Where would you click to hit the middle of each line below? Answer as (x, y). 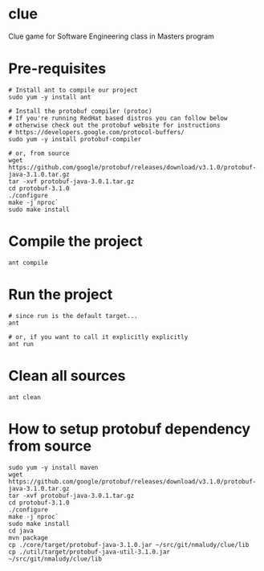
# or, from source (39, 153)
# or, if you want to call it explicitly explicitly (98, 337)
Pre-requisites (57, 69)
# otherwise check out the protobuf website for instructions (114, 125)
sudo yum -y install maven (53, 467)
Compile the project (75, 241)
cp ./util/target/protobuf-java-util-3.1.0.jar (89, 552)
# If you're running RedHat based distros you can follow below (118, 118)
